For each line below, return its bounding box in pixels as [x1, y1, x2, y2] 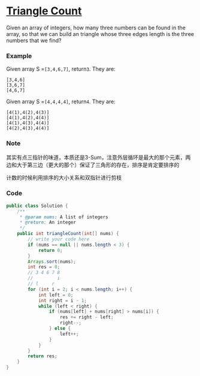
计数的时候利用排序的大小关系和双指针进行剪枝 [6, 174, 122, 181]
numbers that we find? [6, 37, 62, 44]
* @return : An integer [19, 219, 77, 225]
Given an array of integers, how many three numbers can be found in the [6, 24, 186, 31]
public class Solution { [6, 203, 68, 209]
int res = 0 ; [28, 264, 60, 270]
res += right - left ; [59, 314, 114, 320]
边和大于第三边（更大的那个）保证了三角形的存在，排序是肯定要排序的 [6, 161, 180, 169]
